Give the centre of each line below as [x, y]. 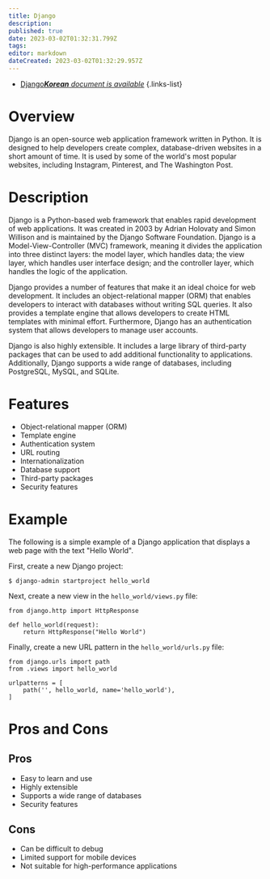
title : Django [32, 16]
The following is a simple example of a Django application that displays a [129, 542]
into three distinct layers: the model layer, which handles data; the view [127, 254]
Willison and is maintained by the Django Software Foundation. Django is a [132, 237]
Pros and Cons [59, 729]
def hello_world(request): [54, 625]
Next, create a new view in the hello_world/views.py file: [103, 596]
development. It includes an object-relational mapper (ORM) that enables [130, 295]
